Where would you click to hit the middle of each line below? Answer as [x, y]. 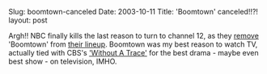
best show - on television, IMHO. [63, 61]
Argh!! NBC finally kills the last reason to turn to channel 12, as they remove [133, 36]
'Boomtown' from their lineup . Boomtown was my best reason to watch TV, [133, 44]
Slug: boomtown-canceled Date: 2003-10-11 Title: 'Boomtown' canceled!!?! [133, 12]
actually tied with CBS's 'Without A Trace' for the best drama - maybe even [133, 53]
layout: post [28, 20]
